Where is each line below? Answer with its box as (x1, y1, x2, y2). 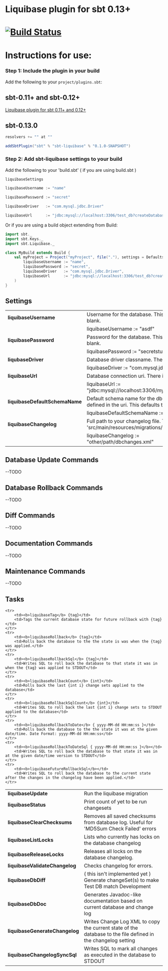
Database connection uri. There (86, 373, 161, 380)
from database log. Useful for (83, 819, 153, 826)
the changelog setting (83, 937, 135, 944)
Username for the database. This (86, 311, 164, 318)
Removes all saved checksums (83, 813, 156, 820)
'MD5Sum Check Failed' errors (83, 825, 156, 832)
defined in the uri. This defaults (86, 401, 160, 408)
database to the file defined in (83, 931, 154, 938)
